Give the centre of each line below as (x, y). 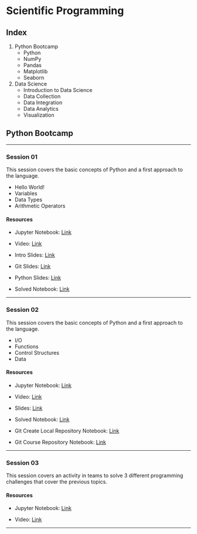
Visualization (39, 115)
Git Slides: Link (33, 266)
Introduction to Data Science (58, 90)
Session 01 (22, 157)
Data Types (28, 200)
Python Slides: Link (38, 278)
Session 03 (23, 462)
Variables (26, 193)
